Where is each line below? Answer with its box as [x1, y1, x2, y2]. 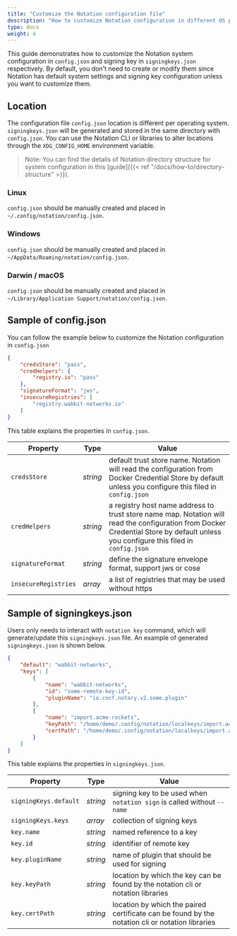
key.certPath [11, 910, 55, 918]
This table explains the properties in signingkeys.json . [7, 760, 166, 768]
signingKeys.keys [11, 816, 69, 825]
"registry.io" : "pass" [32, 374, 99, 381]
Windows [7, 229, 41, 239]
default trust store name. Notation [109, 455, 221, 465]
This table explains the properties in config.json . [7, 426, 150, 435]
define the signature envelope [109, 554, 208, 564]
